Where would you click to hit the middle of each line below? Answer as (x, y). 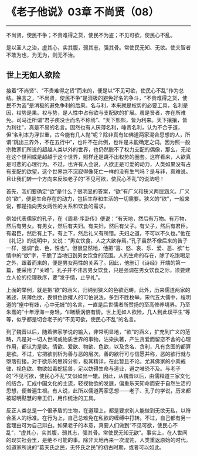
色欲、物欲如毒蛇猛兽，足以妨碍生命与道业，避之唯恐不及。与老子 (101, 368)
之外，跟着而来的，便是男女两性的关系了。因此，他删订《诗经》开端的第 (93, 262)
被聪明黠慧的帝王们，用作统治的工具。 (52, 398)
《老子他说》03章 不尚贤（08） (83, 12)
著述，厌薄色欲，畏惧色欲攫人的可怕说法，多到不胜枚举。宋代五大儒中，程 (96, 297)
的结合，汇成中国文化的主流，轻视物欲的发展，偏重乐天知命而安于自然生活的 (98, 383)
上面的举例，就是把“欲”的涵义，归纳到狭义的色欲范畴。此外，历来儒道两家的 (98, 289)
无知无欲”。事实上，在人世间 (153, 432)
